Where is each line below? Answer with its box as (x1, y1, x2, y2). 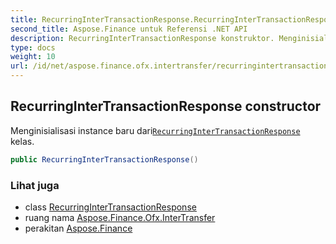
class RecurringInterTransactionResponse (24, 201, 197, 213)
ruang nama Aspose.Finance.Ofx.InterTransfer (24, 211, 216, 223)
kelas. (10, 135, 35, 147)
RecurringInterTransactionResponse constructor (10, 98, 322, 115)
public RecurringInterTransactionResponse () (10, 154, 199, 165)
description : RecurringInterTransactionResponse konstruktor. (10, 33, 275, 43)
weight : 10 (10, 52, 56, 62)
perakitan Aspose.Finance (24, 222, 133, 234)
